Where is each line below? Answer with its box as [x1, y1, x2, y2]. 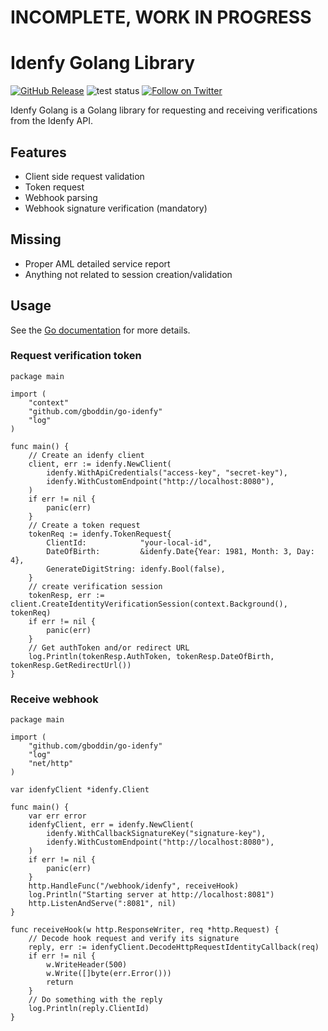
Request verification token [10, 349, 142, 363]
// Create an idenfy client [28, 450, 145, 460]
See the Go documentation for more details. [10, 324, 191, 336]
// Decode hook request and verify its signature [28, 934, 240, 944]
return [46, 977, 74, 988]
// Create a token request [28, 520, 141, 530]
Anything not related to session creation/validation [24, 268, 233, 280]
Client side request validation [24, 170, 145, 182]
